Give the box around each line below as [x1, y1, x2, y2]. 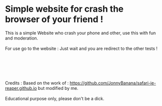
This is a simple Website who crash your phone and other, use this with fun [5, 30, 156, 36]
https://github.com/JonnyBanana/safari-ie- [69, 80, 156, 86]
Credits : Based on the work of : [5, 80, 69, 86]
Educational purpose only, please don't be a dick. [5, 95, 104, 101]
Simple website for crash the [5, 3, 124, 15]
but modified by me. [38, 85, 79, 91]
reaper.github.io [5, 85, 37, 91]
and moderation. [5, 35, 38, 41]
